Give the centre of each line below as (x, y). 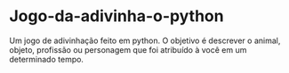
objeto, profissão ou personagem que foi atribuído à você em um (128, 49)
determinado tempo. (47, 59)
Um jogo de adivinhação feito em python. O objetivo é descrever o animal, (145, 40)
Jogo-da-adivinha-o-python (116, 16)
